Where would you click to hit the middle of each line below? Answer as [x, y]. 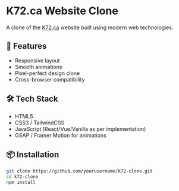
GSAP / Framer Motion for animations [61, 135]
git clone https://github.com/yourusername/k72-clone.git [79, 171]
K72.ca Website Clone [62, 11]
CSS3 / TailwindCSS [40, 123]
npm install [21, 183]
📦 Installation [33, 154]
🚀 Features [26, 46]
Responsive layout [37, 60]
